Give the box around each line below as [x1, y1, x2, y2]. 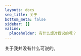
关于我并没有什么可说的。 [5, 45, 58, 51]
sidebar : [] [5, 21, 30, 27]
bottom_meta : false [5, 17, 46, 22]
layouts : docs [5, 7, 35, 13]
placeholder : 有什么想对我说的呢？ [9, 31, 77, 36]
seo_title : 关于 [5, 12, 37, 17]
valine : [5, 26, 21, 31]
